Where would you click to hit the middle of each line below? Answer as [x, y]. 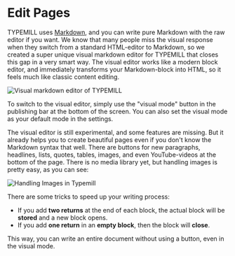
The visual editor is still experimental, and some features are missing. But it [115, 132]
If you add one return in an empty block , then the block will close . [114, 225]
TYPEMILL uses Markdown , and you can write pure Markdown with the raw [116, 32]
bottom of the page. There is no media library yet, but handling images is [112, 162]
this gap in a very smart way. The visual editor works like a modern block [113, 62]
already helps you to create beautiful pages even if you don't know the [109, 140]
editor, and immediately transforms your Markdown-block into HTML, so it [114, 69]
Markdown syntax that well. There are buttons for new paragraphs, [104, 147]
